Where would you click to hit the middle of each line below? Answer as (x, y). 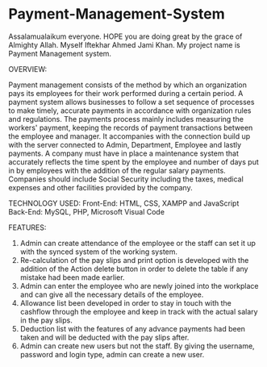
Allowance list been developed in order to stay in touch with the (125, 302)
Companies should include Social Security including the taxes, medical (126, 179)
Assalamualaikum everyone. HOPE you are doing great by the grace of (125, 36)
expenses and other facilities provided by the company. (100, 187)
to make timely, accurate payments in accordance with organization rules (130, 111)
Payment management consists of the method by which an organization (128, 85)
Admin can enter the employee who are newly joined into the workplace (139, 286)
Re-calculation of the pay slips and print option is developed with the (134, 260)
